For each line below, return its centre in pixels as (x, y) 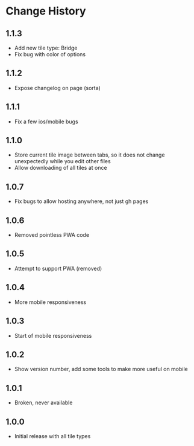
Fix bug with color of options (50, 54)
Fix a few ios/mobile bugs (46, 121)
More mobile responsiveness (50, 302)
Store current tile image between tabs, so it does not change (89, 155)
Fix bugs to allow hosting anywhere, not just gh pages (81, 201)
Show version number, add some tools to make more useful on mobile (101, 369)
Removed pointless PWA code (52, 235)
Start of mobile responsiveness (53, 335)
